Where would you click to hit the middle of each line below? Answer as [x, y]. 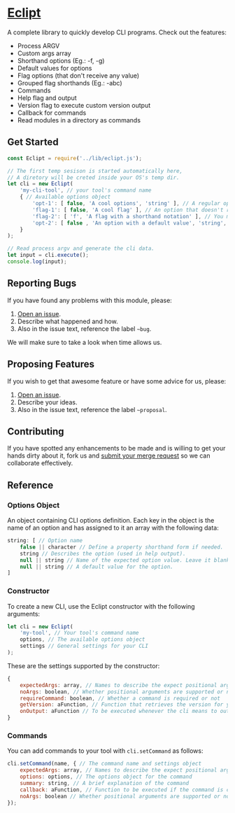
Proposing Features [51, 364]
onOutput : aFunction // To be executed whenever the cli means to [119, 712]
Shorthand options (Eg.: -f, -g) [61, 60]
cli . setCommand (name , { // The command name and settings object [104, 764]
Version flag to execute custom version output [84, 105]
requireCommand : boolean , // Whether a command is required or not [120, 698]
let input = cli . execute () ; [48, 255]
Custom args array [44, 53]
